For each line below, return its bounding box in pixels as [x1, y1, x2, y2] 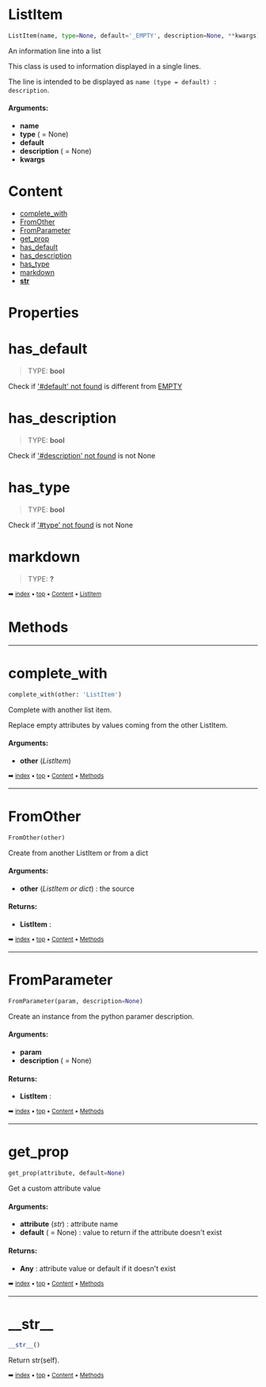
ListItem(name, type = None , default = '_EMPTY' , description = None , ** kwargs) [8, 32, 260, 40]
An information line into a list [8, 46, 101, 55]
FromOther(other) [8, 834, 66, 842]
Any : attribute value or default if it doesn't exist [19, 1263, 177, 1273]
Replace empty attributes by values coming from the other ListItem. [8, 720, 228, 730]
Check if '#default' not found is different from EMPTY [8, 382, 183, 392]
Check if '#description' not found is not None [8, 451, 156, 460]
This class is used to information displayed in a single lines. [8, 61, 202, 71]
